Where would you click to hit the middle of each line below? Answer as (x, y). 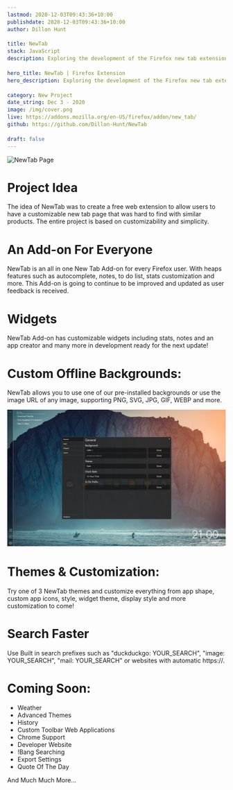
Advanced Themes (44, 715)
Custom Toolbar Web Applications (66, 730)
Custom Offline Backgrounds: (94, 373)
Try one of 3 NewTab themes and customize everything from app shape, (111, 591)
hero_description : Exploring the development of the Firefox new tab (110, 80)
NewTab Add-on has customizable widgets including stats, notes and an (110, 338)
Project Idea (43, 188)
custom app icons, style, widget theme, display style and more (96, 599)
